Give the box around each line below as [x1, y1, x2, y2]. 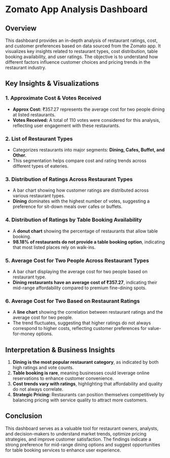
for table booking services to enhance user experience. [5, 447, 121, 453]
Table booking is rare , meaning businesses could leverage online [12, 370, 150, 376]
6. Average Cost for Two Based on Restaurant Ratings [5, 297, 140, 304]
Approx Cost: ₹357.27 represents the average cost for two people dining [12, 106, 165, 112]
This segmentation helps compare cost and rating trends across [12, 157, 147, 164]
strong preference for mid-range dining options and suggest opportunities [5, 441, 160, 447]
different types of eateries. [12, 163, 69, 169]
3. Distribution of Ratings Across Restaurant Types [5, 175, 133, 183]
